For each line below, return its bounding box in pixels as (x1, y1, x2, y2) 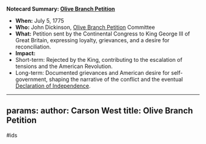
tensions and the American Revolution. (15, 63, 113, 70)
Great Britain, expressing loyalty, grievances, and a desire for (15, 37, 170, 44)
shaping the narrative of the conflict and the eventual (48, 76, 183, 83)
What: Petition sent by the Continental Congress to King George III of (15, 30, 190, 37)
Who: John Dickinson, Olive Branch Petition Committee (15, 24, 155, 31)
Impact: (15, 50, 36, 57)
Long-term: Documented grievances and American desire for (15, 69, 170, 76)
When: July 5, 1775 (15, 17, 64, 24)
